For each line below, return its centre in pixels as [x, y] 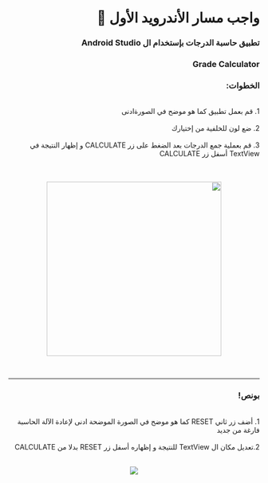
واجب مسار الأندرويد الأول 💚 [178, 18]
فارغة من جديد [238, 430]
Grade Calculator [226, 65]
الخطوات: [243, 85]
